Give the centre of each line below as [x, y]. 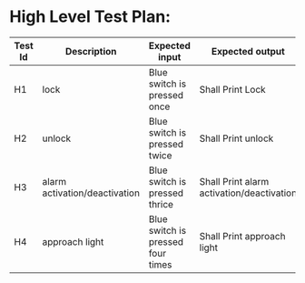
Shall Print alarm [234, 181]
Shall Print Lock [232, 89]
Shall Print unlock [236, 138]
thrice [161, 204]
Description [91, 51]
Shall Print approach [242, 236]
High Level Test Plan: [90, 17]
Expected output [248, 51]
